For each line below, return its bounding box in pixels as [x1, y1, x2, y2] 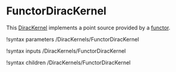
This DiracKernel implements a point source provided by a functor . [6, 24, 171, 31]
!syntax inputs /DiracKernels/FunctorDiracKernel [6, 47, 126, 55]
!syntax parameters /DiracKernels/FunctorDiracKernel [6, 35, 139, 43]
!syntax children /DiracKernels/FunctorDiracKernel [6, 59, 131, 66]
